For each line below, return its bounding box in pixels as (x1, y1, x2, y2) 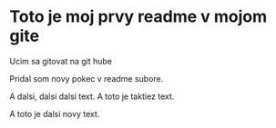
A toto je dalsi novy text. (9, 108, 100, 119)
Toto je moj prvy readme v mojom (9, 6, 267, 27)
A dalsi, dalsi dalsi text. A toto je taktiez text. (9, 91, 175, 102)
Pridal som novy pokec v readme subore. (9, 73, 164, 84)
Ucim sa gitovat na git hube (9, 55, 112, 66)
